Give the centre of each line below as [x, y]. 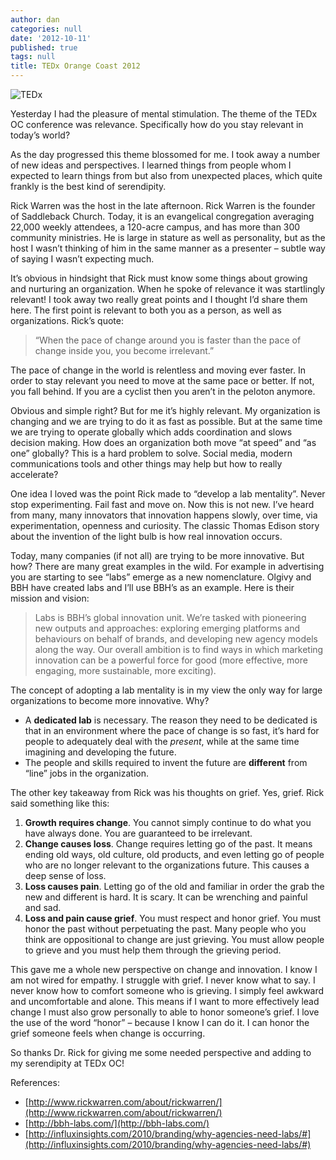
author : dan [35, 19]
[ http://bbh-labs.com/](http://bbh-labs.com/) [117, 1123]
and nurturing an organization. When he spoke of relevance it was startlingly [168, 289]
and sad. [43, 907]
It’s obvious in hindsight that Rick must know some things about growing [159, 278]
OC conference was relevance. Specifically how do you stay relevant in [157, 124]
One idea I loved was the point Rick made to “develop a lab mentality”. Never [168, 494]
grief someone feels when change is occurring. [108, 1033]
